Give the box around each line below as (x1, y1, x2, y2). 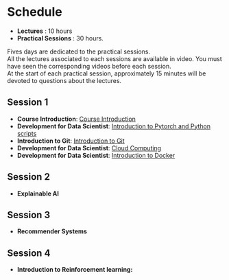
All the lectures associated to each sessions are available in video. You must (7, 54, 223, 62)
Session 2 (7, 171, 50, 183)
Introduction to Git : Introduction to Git (16, 137, 125, 145)
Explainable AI (16, 189, 60, 198)
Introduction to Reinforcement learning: (16, 266, 133, 274)
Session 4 (7, 247, 51, 259)
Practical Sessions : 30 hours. (16, 34, 104, 42)
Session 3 (7, 209, 50, 220)
